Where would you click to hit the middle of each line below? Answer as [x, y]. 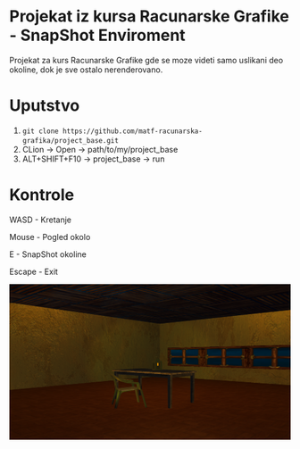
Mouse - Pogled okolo [50, 237]
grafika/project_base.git [70, 140]
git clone [41, 131]
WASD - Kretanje [41, 220]
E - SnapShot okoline [48, 254]
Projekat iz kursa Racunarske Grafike [150, 17]
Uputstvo [45, 106]
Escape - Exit [33, 271]
